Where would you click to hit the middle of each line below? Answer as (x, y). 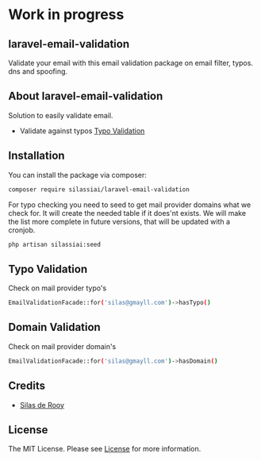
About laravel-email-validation (86, 96)
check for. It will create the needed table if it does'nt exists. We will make (127, 213)
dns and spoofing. (38, 71)
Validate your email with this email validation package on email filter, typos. (131, 63)
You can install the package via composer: (77, 175)
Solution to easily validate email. (61, 115)
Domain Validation (54, 327)
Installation (36, 156)
